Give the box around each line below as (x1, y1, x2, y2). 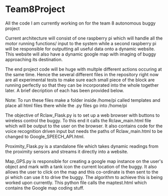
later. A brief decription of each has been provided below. (5, 87, 124, 93)
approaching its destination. (5, 56, 63, 62)
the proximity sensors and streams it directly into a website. (5, 148, 129, 154)
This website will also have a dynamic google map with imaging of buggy (5, 51, 156, 57)
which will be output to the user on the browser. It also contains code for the (5, 123, 163, 129)
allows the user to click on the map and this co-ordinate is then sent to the (5, 169, 159, 175)
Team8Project (5, 4, 65, 15)
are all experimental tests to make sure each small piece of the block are (5, 77, 155, 83)
